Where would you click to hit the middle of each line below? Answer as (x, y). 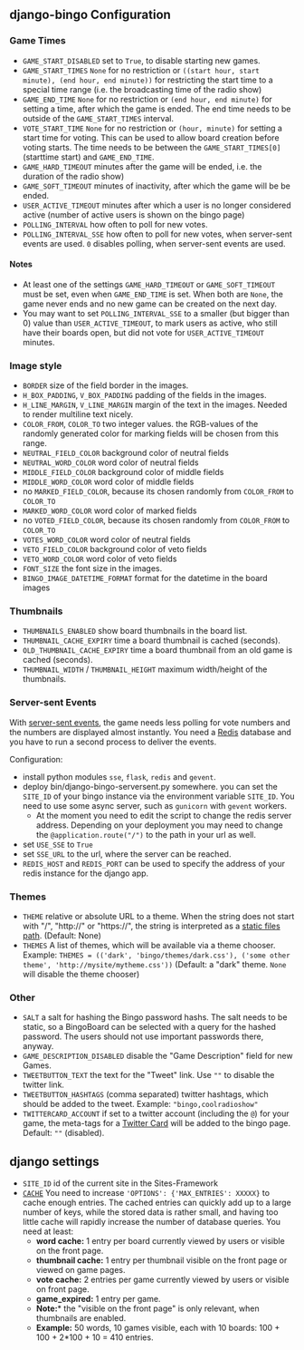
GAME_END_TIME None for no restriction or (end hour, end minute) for (147, 99)
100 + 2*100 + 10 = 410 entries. (95, 1337)
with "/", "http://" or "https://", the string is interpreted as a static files (151, 926)
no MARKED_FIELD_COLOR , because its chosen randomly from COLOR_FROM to (158, 491)
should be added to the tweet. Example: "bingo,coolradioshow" (140, 1104)
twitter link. (43, 1085)
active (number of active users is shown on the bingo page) (133, 214)
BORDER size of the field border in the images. (105, 385)
